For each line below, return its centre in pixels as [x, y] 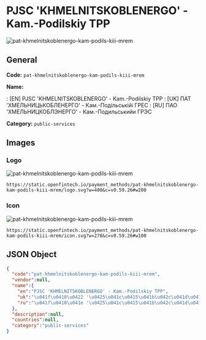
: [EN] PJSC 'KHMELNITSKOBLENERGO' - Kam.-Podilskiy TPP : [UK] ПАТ [99, 98]
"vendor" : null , [31, 280]
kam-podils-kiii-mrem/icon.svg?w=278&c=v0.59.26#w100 [77, 236]
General [22, 60]
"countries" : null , [36, 320]
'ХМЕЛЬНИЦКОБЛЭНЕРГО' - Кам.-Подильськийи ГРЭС [79, 112]
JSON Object [32, 254]
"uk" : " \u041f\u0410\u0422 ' [53, 297]
